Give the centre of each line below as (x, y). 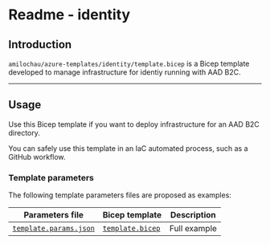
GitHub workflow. (37, 157)
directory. (24, 132)
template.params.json (53, 229)
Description (193, 215)
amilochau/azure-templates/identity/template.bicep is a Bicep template (129, 63)
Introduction (40, 45)
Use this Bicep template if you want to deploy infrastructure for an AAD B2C (134, 124)
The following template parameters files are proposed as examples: (120, 195)
